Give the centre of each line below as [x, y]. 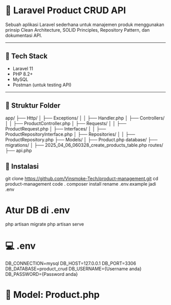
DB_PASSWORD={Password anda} [41, 274]
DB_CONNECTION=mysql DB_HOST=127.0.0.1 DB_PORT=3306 [71, 263]
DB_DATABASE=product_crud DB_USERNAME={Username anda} [73, 269]
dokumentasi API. [24, 35]
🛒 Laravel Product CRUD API [66, 10]
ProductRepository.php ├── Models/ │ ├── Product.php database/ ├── [81, 139]
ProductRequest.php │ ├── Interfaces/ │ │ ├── [56, 129]
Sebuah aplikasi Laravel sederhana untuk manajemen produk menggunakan [85, 24]
